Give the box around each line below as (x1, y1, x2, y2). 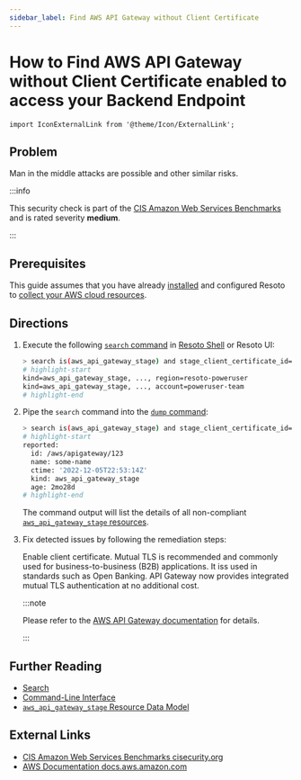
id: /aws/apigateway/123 (31, 449, 124, 458)
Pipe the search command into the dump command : (22, 407, 208, 417)
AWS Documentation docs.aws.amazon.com (22, 761, 187, 772)
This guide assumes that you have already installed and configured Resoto (9, 280, 286, 291)
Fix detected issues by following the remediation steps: (22, 534, 227, 545)
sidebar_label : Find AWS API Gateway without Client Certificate (9, 13, 259, 22)
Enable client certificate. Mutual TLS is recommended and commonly (22, 551, 279, 562)
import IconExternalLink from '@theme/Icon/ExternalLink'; (9, 120, 235, 129)
